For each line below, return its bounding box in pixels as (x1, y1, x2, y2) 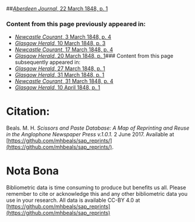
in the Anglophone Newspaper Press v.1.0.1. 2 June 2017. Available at (6, 131, 174, 138)
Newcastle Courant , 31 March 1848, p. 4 (14, 77, 114, 85)
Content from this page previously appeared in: (6, 20, 146, 28)
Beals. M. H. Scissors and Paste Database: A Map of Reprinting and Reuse (6, 124, 190, 132)
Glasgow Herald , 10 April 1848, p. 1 (14, 84, 100, 91)
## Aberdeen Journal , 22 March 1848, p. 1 (6, 5, 108, 12)
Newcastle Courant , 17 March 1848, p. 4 (14, 46, 114, 53)
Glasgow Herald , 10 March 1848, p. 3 (14, 40, 106, 47)
